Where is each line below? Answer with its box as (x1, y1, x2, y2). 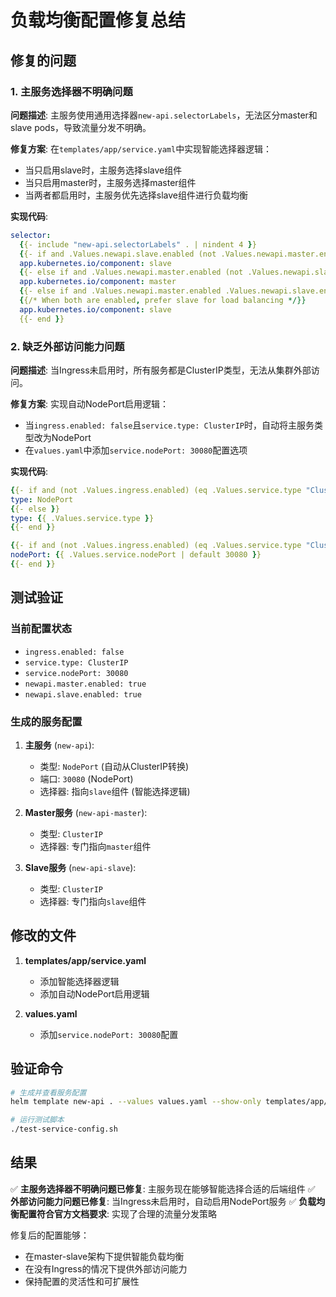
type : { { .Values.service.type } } (10, 513, 155, 523)
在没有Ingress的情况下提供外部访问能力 (24, 1262, 188, 1275)
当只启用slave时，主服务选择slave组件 (24, 164, 183, 176)
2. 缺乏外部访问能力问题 (10, 339, 125, 353)
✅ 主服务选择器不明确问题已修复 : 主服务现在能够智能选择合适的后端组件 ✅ (10, 1182, 316, 1195)
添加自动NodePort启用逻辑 (39, 987, 150, 1000)
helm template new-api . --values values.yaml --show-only (10, 1097, 262, 1107)
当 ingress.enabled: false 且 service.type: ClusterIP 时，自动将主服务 (24, 419, 315, 431)
